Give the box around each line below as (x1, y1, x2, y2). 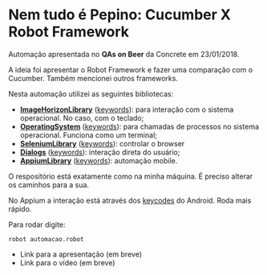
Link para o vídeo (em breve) (19, 257, 115, 267)
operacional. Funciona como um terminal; (19, 130, 158, 140)
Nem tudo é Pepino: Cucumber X (8, 6, 231, 24)
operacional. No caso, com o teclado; (19, 113, 144, 122)
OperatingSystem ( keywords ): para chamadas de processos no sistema (19, 121, 259, 131)
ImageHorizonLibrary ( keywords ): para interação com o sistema (19, 105, 234, 114)
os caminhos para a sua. (8, 179, 90, 190)
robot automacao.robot (8, 235, 84, 243)
